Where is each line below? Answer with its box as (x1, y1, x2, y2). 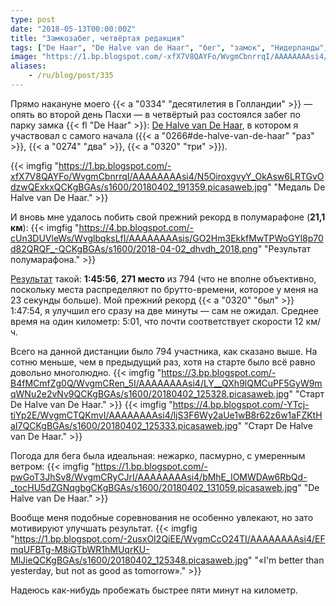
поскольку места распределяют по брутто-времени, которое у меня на (10, 283, 319, 295)
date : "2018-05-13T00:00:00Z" (10, 24, 137, 34)
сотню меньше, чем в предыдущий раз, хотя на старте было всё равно (10, 356, 316, 368)
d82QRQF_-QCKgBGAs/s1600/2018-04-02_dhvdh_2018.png (10, 242, 258, 255)
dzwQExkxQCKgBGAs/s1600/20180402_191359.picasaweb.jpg (10, 181, 268, 193)
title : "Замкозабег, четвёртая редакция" (10, 33, 186, 43)
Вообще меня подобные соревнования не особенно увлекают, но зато (10, 511, 314, 523)
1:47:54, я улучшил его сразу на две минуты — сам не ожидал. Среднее (10, 304, 320, 316)
